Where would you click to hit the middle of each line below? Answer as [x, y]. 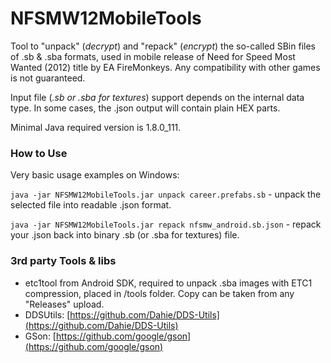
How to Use [39, 153]
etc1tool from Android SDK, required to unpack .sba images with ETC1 [168, 283]
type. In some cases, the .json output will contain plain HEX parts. [145, 108]
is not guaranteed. [48, 78]
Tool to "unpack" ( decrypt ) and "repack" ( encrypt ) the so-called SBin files [163, 46]
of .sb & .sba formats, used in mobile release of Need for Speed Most [153, 56]
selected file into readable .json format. [91, 205]
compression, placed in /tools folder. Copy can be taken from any [159, 293]
